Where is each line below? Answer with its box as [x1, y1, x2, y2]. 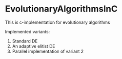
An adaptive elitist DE [12, 43, 55, 49]
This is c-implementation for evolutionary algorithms [5, 19, 111, 25]
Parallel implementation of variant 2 [12, 48, 84, 54]
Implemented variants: [5, 29, 50, 34]
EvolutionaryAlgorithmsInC [5, 3, 118, 15]
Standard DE [12, 38, 38, 44]
